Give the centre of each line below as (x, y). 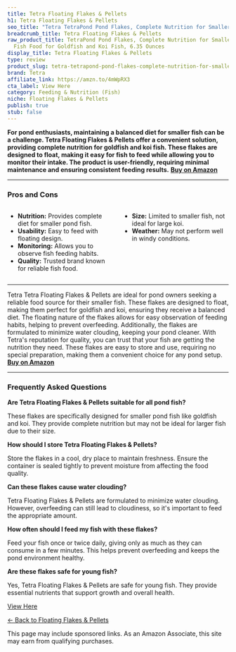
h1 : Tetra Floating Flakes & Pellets (63, 20)
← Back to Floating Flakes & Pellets (58, 620)
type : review (26, 60)
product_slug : (28, 66)
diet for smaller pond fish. (55, 223)
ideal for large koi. (158, 223)
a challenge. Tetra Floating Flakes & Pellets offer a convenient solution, (113, 140)
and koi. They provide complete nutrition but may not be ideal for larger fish (117, 424)
